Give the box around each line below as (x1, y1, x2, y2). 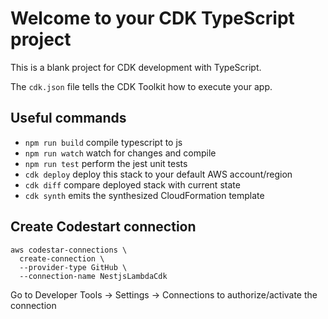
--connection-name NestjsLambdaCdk (19, 271, 168, 281)
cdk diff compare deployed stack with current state (24, 178, 241, 191)
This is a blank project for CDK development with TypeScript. (10, 61, 262, 73)
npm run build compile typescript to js (24, 136, 183, 148)
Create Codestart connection (10, 218, 197, 236)
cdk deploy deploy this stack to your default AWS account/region (24, 168, 293, 180)
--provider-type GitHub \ (19, 262, 128, 272)
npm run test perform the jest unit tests (24, 157, 188, 169)
